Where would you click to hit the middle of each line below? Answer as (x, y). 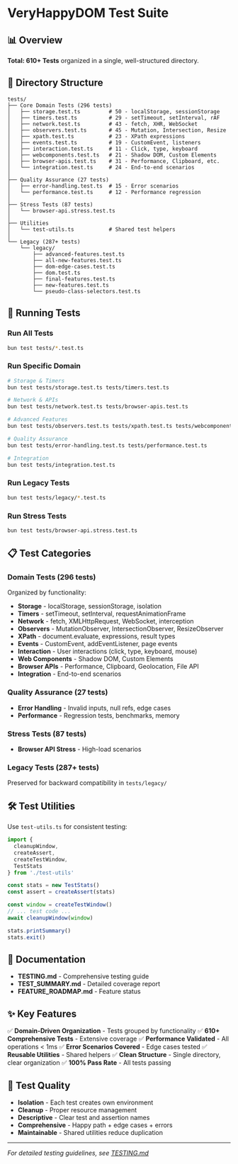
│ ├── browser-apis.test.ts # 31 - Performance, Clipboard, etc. (114, 161)
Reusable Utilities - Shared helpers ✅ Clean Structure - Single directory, (114, 1055)
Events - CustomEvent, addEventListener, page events (97, 644)
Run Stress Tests (37, 516)
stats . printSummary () (39, 931)
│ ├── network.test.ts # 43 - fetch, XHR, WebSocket (103, 124)
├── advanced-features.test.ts (79, 254)
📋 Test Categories (49, 554)
